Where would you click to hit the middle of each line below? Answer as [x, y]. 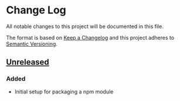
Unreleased [28, 62]
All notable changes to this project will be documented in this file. [85, 26]
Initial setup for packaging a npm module [64, 92]
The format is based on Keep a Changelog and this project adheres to [90, 37]
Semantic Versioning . [32, 44]
